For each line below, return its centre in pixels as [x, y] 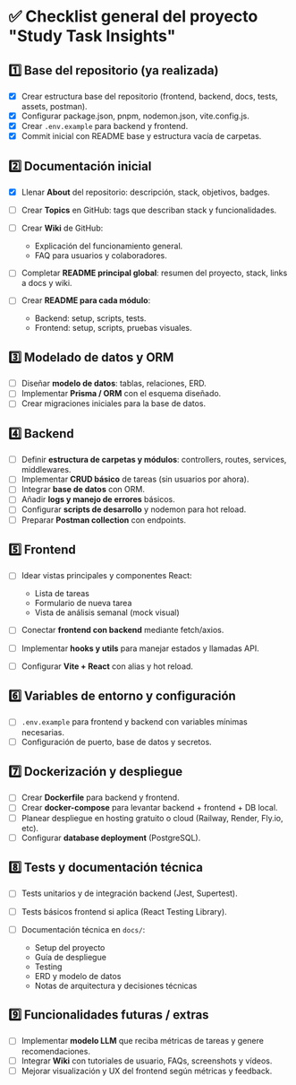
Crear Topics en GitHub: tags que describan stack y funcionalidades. [149, 210]
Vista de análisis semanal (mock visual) [107, 612]
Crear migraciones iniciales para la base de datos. [114, 404]
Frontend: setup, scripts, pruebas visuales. [114, 328]
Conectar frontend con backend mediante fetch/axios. [123, 630]
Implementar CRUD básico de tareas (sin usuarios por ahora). [135, 479]
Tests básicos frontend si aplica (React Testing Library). [124, 911]
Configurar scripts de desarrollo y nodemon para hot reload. [134, 509]
